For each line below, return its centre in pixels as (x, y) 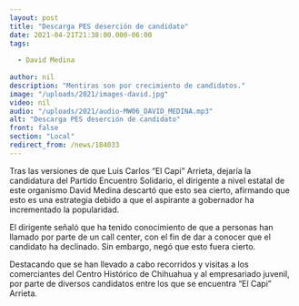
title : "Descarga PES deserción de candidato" (99, 26)
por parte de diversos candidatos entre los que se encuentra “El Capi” (141, 283)
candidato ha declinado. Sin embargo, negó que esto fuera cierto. (133, 246)
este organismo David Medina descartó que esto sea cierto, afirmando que (150, 190)
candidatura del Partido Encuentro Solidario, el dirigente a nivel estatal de (147, 180)
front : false (34, 128)
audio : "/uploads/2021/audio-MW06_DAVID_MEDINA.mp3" (111, 111)
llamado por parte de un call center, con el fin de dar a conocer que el (140, 237)
